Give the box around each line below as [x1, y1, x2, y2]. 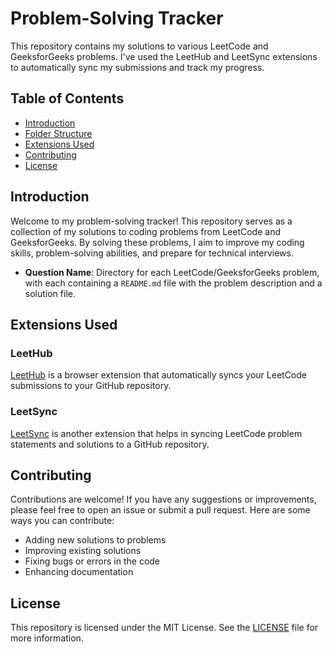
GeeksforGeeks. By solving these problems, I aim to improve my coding [10, 236, 305, 248]
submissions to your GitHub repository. [10, 380, 172, 392]
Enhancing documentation [24, 566, 134, 578]
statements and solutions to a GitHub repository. [10, 438, 210, 450]
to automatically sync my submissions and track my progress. [10, 61, 265, 73]
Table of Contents [10, 90, 125, 107]
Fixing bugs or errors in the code [24, 555, 161, 567]
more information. [10, 632, 84, 644]
